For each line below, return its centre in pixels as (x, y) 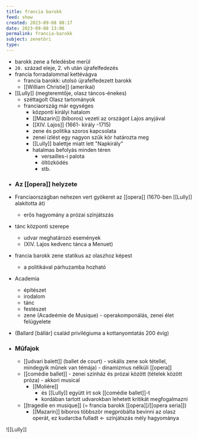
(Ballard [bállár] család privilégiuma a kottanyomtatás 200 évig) (92, 333)
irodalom (34, 297)
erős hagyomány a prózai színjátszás (69, 215)
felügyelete (37, 322)
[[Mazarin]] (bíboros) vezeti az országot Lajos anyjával (99, 118)
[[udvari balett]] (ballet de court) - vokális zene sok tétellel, (95, 361)
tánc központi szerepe (42, 227)
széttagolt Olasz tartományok (59, 99)
